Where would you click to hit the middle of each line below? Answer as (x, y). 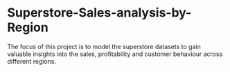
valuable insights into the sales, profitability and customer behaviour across (115, 54)
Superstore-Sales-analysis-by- (99, 13)
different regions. (32, 61)
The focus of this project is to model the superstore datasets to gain (104, 46)
